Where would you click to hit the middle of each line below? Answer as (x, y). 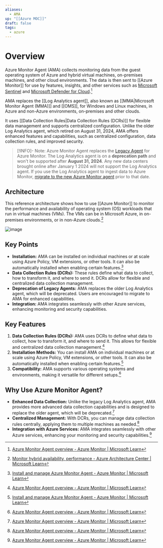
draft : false (18, 23)
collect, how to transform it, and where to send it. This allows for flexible (84, 341)
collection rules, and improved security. (44, 141)
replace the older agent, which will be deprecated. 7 (63, 412)
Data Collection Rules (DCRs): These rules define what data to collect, (83, 273)
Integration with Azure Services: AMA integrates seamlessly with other (84, 429)
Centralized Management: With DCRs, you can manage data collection (83, 418)
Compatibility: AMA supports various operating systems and (73, 369)
